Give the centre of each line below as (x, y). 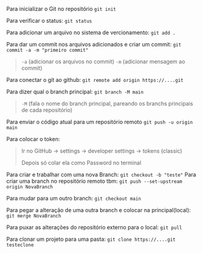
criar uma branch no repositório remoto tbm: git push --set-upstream (94, 181)
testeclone (20, 245)
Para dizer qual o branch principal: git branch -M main (75, 92)
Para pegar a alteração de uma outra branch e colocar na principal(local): (99, 210)
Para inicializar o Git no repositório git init (61, 9)
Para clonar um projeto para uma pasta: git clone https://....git (91, 239)
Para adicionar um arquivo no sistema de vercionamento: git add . (91, 32)
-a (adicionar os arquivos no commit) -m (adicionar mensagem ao (103, 61)
